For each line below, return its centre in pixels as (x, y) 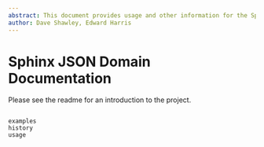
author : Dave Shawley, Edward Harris (70, 23)
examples (22, 121)
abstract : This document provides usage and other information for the (128, 15)
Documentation (60, 78)
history (21, 128)
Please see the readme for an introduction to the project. (100, 100)
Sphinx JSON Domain (79, 62)
